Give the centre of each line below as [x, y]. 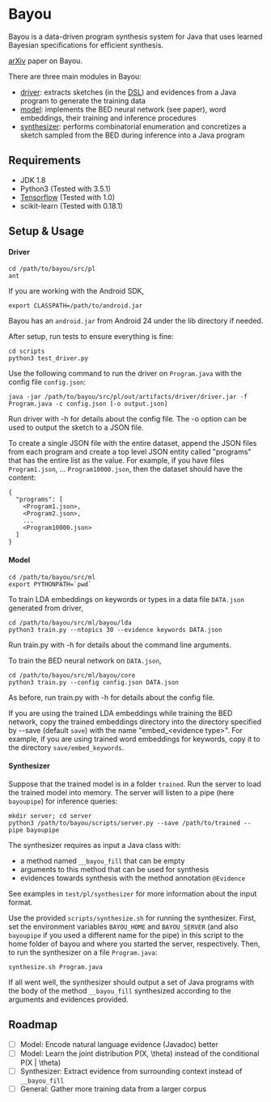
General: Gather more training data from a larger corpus [113, 1088]
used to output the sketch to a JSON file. [76, 428]
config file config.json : [47, 382]
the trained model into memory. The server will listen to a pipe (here [121, 792]
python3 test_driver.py [49, 358]
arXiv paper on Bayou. [46, 61]
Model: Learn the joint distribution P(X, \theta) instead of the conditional [140, 1053]
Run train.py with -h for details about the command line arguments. [120, 645]
